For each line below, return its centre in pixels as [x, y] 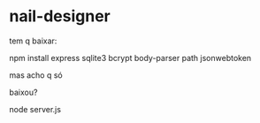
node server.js [35, 109]
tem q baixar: [33, 41]
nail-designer [60, 16]
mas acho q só [36, 75]
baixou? [23, 92]
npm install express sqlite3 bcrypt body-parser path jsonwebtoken [130, 58]
